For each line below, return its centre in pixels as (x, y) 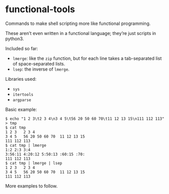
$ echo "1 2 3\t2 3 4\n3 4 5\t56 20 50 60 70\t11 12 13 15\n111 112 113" (85, 119)
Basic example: (21, 109)
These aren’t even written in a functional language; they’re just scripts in (81, 33)
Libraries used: (21, 79)
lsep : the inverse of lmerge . (41, 69)
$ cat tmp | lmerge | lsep (34, 163)
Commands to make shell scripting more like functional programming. (78, 23)
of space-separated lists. (39, 63)
